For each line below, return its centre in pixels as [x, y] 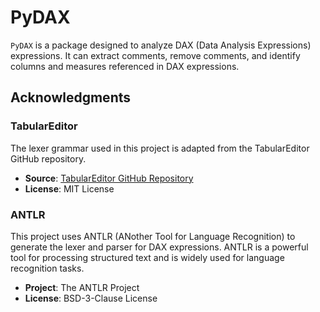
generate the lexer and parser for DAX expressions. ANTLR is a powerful [159, 247]
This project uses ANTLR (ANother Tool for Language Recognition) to [153, 236]
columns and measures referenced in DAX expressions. [125, 66]
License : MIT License [69, 188]
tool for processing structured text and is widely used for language [147, 257]
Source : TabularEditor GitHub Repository [109, 178]
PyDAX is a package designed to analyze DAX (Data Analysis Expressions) [161, 45]
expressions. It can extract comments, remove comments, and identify [155, 55]
